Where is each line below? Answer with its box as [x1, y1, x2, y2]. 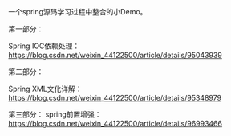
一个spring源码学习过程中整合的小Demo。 [8, 7, 148, 16]
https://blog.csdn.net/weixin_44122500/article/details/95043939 [8, 51, 222, 60]
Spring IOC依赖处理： [8, 41, 80, 51]
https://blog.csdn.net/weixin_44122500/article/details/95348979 [8, 93, 222, 102]
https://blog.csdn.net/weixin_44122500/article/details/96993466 [8, 119, 223, 128]
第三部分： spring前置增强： [8, 109, 102, 119]
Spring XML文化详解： [8, 84, 83, 93]
